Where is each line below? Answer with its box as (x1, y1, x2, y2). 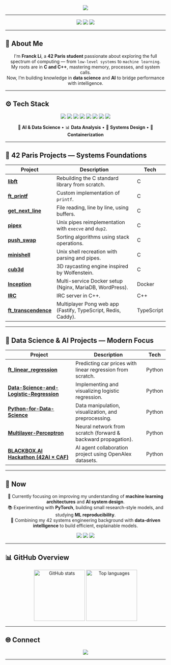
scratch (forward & (75, 430, 121, 437)
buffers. (56, 210, 75, 218)
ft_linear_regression (8, 366, 58, 373)
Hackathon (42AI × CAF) (8, 454, 69, 461)
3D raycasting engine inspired (56, 263, 128, 270)
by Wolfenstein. (56, 269, 94, 276)
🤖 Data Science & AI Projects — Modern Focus (5, 336, 154, 345)
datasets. (75, 457, 98, 464)
